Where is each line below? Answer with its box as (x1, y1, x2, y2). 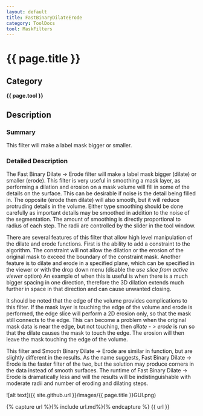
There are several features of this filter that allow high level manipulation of (6, 234, 193, 241)
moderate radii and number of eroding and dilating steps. (6, 380, 149, 387)
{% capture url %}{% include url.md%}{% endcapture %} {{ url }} (6, 403, 170, 411)
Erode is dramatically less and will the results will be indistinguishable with (6, 374, 192, 381)
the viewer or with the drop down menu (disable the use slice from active (6, 266, 188, 273)
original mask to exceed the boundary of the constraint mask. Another (6, 253, 181, 261)
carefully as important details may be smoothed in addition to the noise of (6, 209, 190, 216)
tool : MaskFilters (6, 25, 53, 32)
